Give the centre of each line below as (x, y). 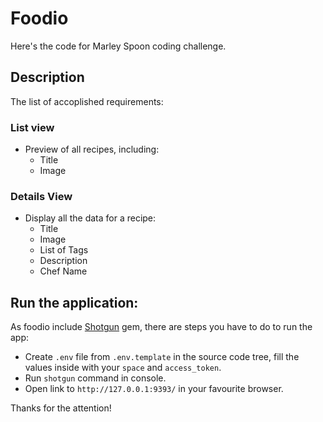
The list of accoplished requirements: (87, 101)
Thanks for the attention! (61, 408)
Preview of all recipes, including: (92, 149)
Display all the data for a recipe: (90, 218)
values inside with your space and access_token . (123, 368)
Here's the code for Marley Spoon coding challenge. (118, 46)
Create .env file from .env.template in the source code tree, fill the (162, 357)
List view (32, 127)
